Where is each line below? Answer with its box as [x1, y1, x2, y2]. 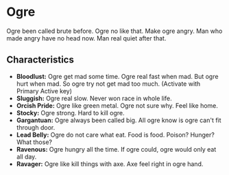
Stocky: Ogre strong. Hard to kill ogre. [16, 108, 125, 117]
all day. [16, 152, 37, 161]
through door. [16, 123, 56, 131]
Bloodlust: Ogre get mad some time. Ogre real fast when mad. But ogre [16, 72, 219, 80]
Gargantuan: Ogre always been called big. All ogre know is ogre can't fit [16, 116, 221, 124]
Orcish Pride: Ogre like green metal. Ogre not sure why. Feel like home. [16, 101, 219, 110]
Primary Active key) [16, 86, 73, 95]
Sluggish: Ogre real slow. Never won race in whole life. [16, 94, 172, 102]
